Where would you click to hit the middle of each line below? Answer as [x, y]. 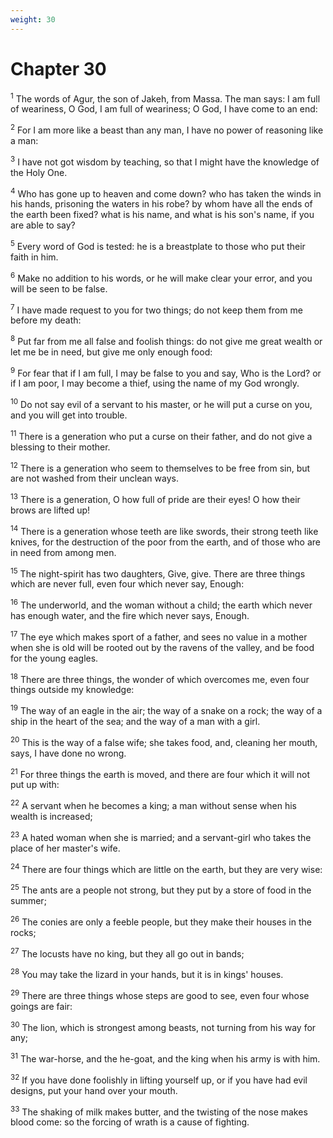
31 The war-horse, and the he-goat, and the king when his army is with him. [165, 1058]
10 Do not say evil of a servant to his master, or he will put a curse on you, [161, 404]
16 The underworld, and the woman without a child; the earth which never [161, 604]
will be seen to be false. [59, 288]
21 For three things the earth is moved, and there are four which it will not [160, 773]
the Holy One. [39, 172]
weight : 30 [33, 19]
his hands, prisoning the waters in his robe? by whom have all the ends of [161, 204]
